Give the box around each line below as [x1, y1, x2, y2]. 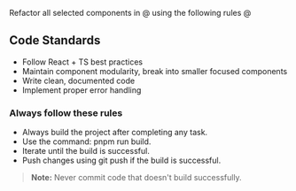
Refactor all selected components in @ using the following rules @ [9, 8, 252, 18]
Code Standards [9, 33, 101, 48]
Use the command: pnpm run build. [21, 136, 152, 147]
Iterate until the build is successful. [21, 146, 151, 157]
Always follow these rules [9, 106, 123, 118]
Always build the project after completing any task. [21, 127, 208, 138]
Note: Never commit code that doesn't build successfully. [30, 172, 242, 183]
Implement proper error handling [21, 84, 142, 95]
